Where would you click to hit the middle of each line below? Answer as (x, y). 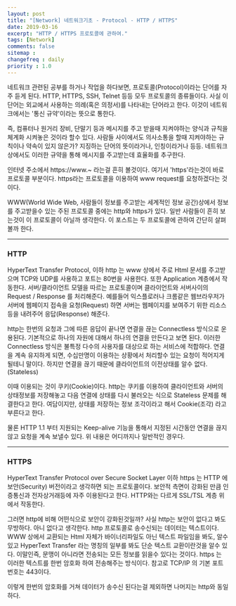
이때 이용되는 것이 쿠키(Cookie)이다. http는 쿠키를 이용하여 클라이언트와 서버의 (115, 386)
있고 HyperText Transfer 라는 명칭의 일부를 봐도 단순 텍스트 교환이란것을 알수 (114, 546)
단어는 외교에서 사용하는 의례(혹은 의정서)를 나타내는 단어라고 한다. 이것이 (108, 104)
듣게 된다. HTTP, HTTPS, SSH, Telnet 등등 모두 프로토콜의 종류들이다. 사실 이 (121, 96)
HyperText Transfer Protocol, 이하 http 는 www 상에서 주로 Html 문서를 (107, 270)
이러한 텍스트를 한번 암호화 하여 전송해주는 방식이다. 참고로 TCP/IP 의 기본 (109, 563)
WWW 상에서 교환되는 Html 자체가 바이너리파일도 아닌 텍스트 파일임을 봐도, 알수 (118, 537)
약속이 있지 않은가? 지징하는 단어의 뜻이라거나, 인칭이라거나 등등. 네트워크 (127, 146)
